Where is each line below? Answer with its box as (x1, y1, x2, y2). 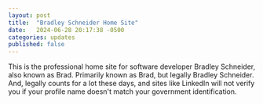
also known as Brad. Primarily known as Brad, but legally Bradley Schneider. (8, 70, 254, 80)
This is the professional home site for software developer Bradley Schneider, (8, 62, 256, 71)
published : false (8, 41, 65, 48)
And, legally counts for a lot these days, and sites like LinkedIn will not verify (8, 79, 255, 88)
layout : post (8, 11, 51, 20)
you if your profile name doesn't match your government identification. (8, 87, 237, 96)
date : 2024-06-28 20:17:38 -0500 (8, 26, 125, 34)
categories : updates (8, 33, 76, 41)
